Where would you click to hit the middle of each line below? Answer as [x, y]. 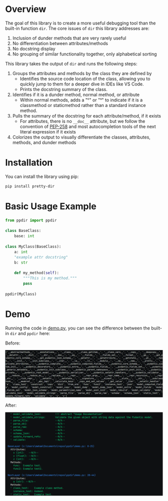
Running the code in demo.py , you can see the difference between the [77, 328]
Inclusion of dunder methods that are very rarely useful [69, 38]
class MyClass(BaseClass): [33, 247]
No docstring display [34, 48]
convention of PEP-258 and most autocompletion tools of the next [88, 126]
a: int [21, 252]
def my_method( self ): [36, 273]
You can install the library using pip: [42, 176]
